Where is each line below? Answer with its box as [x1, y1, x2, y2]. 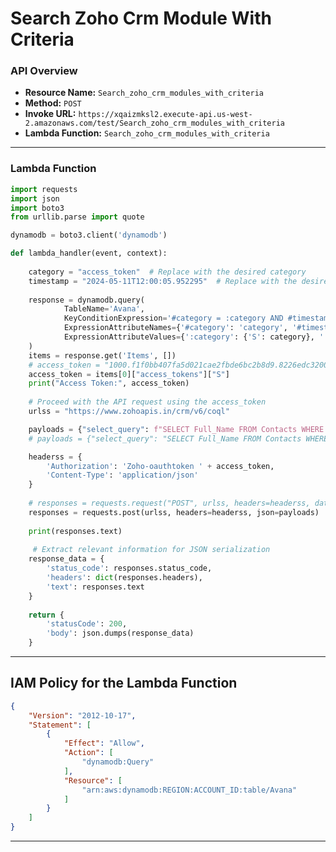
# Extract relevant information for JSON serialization [32, 545, 271, 555]
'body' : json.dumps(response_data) [46, 628, 195, 639]
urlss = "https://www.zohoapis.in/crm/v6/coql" [28, 407, 230, 417]
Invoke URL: [24, 108, 77, 120]
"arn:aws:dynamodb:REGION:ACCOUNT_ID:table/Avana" [81, 785, 298, 795]
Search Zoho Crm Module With [10, 7, 272, 30]
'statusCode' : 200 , [46, 619, 128, 629]
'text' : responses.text [46, 582, 145, 592]
